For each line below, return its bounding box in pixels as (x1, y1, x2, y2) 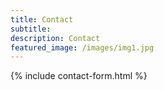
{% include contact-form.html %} (10, 70, 148, 82)
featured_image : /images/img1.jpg (10, 42, 155, 53)
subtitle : (10, 24, 52, 34)
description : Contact (10, 33, 101, 43)
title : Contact (10, 14, 74, 25)
